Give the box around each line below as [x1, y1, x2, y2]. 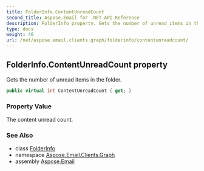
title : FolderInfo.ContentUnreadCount [6, 9, 104, 15]
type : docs [6, 26, 34, 32]
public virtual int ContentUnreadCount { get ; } [6, 88, 132, 94]
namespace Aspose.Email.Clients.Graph [15, 152, 115, 159]
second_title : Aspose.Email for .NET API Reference [6, 15, 140, 21]
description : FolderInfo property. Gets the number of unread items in [6, 20, 191, 26]
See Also [6, 131, 33, 139]
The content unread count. [6, 116, 73, 123]
